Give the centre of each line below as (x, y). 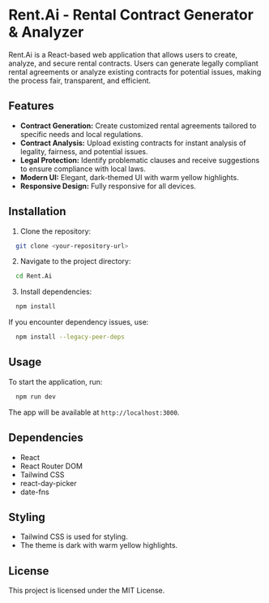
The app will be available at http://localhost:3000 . (94, 412)
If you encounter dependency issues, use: (79, 322)
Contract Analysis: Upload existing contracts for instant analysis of (133, 143)
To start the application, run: (56, 381)
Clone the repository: (56, 231)
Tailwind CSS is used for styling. (74, 536)
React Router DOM (51, 466)
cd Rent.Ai (34, 276)
